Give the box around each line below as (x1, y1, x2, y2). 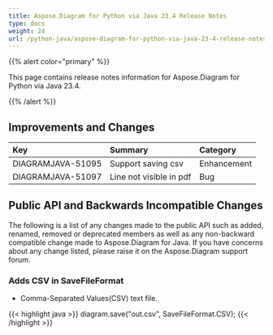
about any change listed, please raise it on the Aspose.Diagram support (8, 246, 249, 256)
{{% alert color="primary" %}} (8, 57, 110, 67)
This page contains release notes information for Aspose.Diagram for (8, 72, 240, 82)
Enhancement (198, 158, 253, 170)
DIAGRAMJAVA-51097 (12, 171, 102, 183)
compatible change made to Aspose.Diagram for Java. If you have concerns (8, 237, 264, 247)
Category (198, 144, 237, 156)
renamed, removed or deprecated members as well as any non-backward (8, 229, 255, 238)
